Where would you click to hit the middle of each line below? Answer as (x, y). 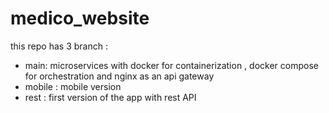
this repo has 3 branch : (59, 46)
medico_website (80, 18)
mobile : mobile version (73, 86)
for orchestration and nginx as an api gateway (119, 76)
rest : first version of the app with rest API (110, 97)
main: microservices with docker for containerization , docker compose (171, 65)
